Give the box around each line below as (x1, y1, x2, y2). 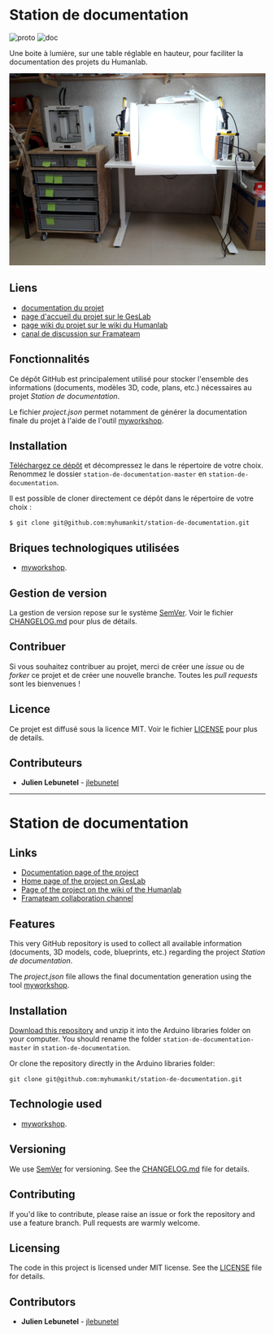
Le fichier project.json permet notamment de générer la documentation (9, 406, 247, 416)
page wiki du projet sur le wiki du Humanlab (20, 319, 168, 330)
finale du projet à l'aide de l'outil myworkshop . (9, 415, 164, 425)
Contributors (9, 1295, 76, 1309)
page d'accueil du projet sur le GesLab (20, 311, 151, 321)
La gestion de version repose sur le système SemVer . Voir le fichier (9, 608, 234, 617)
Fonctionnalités (9, 352, 90, 367)
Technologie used (9, 1097, 102, 1111)
